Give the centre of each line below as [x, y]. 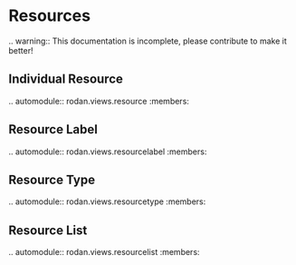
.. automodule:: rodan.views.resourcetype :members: [107, 201]
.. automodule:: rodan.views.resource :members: [99, 101]
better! [21, 50]
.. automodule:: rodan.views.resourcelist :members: [104, 252]
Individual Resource [66, 79]
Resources [50, 16]
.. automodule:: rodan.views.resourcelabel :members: [108, 152]
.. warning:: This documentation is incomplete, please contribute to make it [148, 41]
